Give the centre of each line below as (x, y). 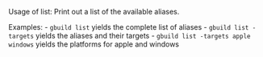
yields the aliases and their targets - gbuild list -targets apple (143, 36)
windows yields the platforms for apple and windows (94, 44)
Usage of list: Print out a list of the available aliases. (94, 12)
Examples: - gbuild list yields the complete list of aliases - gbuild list (129, 27)
